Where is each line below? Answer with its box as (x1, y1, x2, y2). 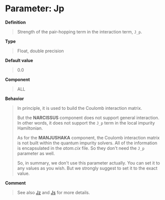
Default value (5, 57, 33, 63)
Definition (5, 19, 26, 25)
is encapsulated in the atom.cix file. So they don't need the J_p (17, 145, 145, 151)
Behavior (5, 96, 24, 101)
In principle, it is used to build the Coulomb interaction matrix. (17, 105, 142, 111)
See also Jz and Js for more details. (17, 189, 90, 195)
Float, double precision (17, 48, 64, 54)
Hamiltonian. (17, 125, 43, 131)
